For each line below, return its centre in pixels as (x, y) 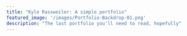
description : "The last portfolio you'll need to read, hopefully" (94, 23)
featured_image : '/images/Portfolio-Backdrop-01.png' (76, 18)
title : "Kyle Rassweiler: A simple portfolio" (67, 12)
